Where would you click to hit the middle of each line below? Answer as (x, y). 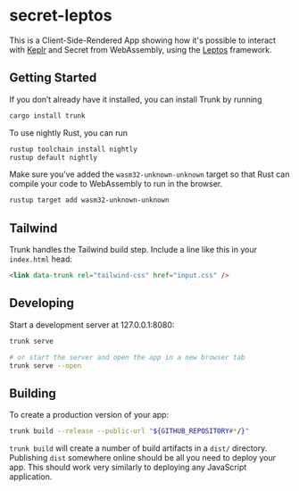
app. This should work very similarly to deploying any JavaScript (128, 467)
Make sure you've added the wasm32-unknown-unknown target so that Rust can (149, 174)
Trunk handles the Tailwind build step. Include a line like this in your (133, 250)
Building (33, 393)
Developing (42, 303)
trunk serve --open (46, 366)
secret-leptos (61, 16)
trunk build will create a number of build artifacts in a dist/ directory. (138, 448)
